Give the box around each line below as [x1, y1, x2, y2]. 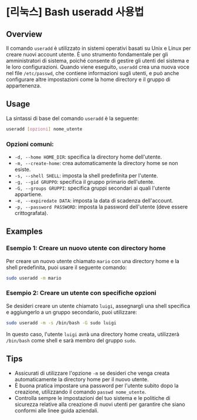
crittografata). [14, 209, 49, 216]
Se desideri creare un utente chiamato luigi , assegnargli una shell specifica [6, 302, 191, 309]
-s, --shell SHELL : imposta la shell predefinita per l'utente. [14, 172, 158, 179]
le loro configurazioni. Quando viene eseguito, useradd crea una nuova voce [6, 63, 189, 70]
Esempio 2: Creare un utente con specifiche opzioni [6, 289, 157, 297]
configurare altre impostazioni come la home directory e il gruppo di [6, 76, 171, 83]
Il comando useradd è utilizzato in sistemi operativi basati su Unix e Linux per [6, 45, 192, 52]
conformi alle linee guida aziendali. [14, 406, 99, 414]
